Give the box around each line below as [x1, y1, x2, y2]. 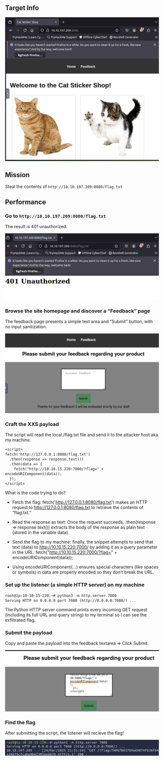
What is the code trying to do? [5, 490, 66, 496]
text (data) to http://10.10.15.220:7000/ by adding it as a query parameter [12, 544, 158, 550]
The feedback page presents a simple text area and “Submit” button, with [5, 318, 153, 324]
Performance [5, 198, 46, 206]
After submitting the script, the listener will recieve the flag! [5, 730, 124, 736]
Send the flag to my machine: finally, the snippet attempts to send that [12, 539, 154, 545]
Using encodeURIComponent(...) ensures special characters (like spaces [12, 564, 159, 570]
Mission [5, 170, 30, 179]
